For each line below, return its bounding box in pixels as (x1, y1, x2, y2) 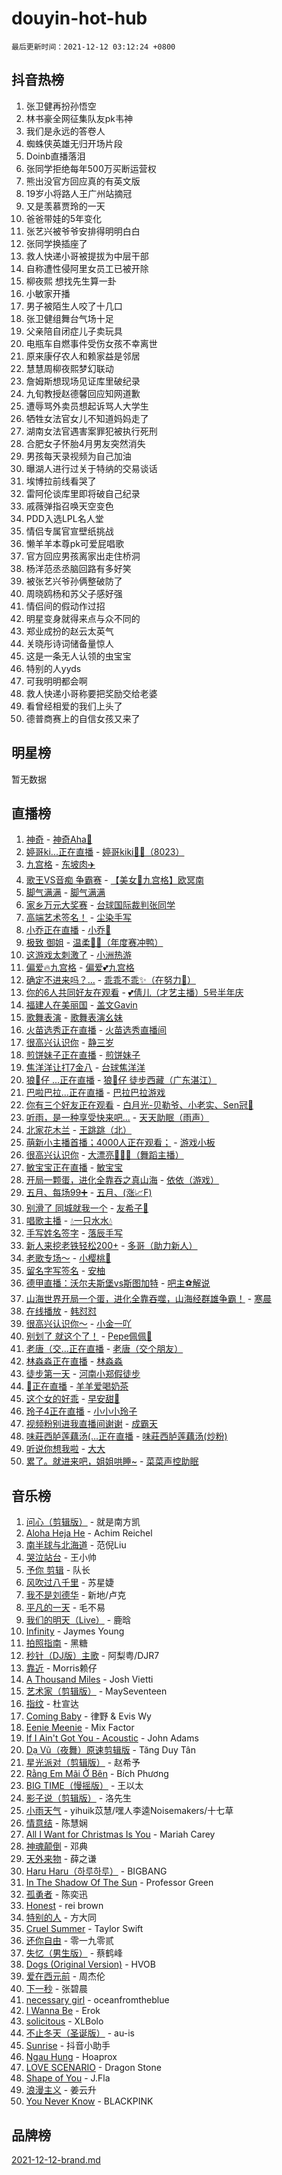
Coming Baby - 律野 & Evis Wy (25, 1710, 152, 1722)
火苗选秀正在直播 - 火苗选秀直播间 (25, 1024, 168, 1036)
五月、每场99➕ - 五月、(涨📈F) (25, 1187, 153, 1199)
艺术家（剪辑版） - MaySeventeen (25, 1685, 168, 1697)
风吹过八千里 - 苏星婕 (25, 1577, 115, 1589)
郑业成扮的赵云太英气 (25, 625, 114, 637)
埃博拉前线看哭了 (25, 475, 97, 487)
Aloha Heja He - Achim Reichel (25, 1527, 153, 1539)
